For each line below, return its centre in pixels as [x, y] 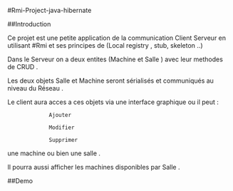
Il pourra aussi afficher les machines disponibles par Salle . [94, 167]
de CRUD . [23, 67]
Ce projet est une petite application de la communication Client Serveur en [117, 38]
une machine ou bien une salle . [54, 153]
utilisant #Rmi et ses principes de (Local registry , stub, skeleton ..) [105, 45]
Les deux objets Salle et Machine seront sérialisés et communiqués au [110, 81]
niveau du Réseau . [36, 88]
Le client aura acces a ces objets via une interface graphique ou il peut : [113, 102]
